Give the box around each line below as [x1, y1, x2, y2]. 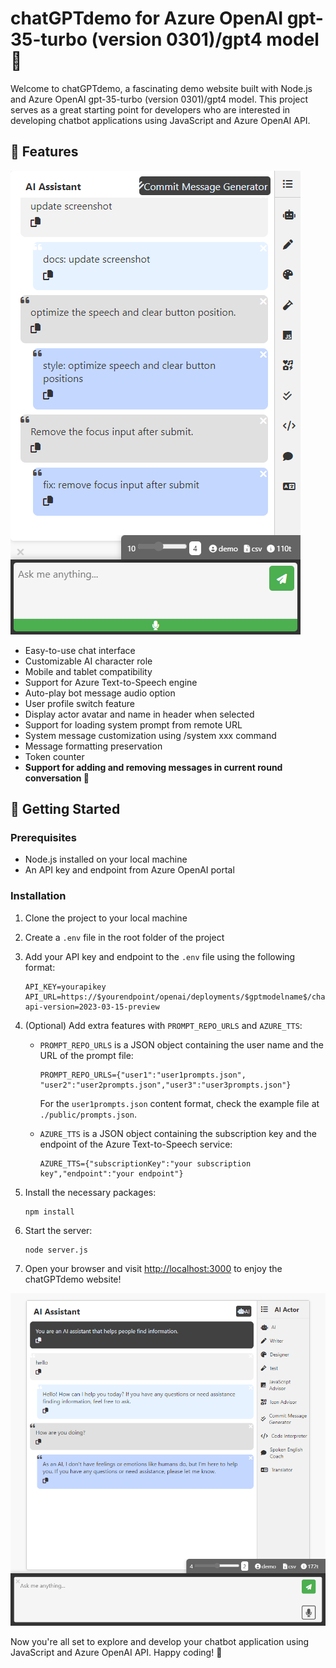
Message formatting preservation [24, 740, 163, 752]
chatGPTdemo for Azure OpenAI [10, 7, 284, 30]
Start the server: [24, 1224, 93, 1236]
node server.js [24, 1245, 89, 1255]
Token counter [24, 750, 85, 762]
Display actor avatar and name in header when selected [24, 708, 255, 720]
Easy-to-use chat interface [24, 644, 136, 656]
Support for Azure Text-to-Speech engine [24, 676, 198, 688]
